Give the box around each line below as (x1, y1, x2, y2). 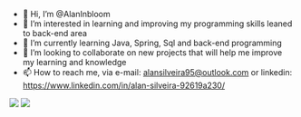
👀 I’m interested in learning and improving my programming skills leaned (22, 18, 293, 29)
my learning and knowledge (22, 57, 127, 67)
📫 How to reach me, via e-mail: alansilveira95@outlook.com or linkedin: (22, 67, 293, 77)
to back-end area (22, 28, 88, 38)
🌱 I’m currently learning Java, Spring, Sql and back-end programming (22, 37, 283, 48)
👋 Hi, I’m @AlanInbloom (22, 9, 111, 19)
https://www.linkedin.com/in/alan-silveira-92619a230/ (22, 80, 225, 91)
